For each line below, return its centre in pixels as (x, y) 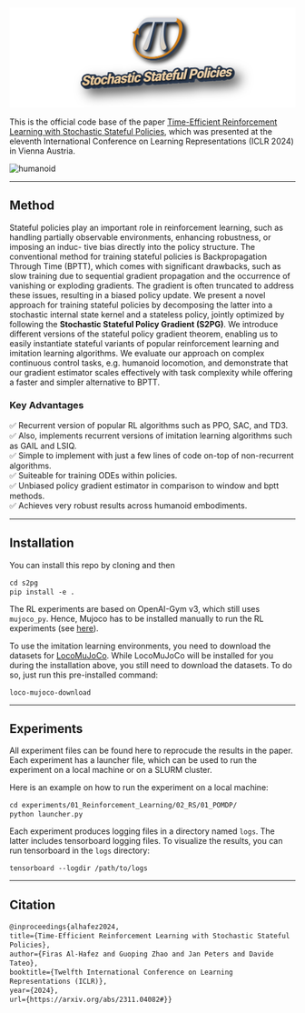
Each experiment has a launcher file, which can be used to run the (133, 760)
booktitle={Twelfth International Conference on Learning (121, 973)
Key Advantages (47, 406)
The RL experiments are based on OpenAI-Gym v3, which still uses (135, 608)
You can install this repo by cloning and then (92, 565)
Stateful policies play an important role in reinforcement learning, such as (147, 227)
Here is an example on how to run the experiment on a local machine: (139, 787)
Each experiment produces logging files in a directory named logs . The (142, 831)
